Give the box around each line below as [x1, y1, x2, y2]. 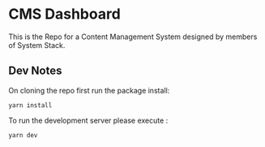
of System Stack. [8, 40, 66, 50]
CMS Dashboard [8, 5, 122, 24]
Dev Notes [8, 64, 62, 78]
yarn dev [8, 131, 38, 139]
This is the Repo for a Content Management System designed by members [8, 32, 258, 41]
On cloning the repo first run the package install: [8, 85, 170, 95]
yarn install [8, 101, 53, 110]
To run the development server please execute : [8, 115, 169, 125]
